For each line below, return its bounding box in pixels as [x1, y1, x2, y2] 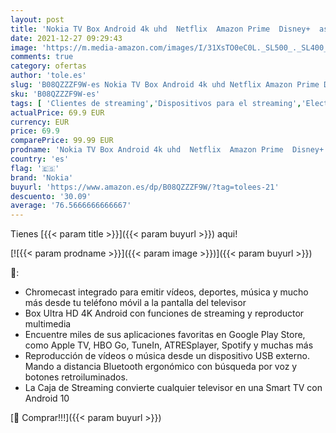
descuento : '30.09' [10, 191, 92, 201]
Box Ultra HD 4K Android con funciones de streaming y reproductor [24, 307, 305, 320]
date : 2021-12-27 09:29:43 [10, 33, 123, 43]
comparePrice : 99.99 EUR [10, 136, 114, 146]
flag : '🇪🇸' [10, 163, 60, 173]
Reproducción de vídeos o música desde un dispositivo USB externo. [24, 350, 310, 362]
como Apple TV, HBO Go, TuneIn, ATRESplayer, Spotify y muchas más [24, 339, 314, 351]
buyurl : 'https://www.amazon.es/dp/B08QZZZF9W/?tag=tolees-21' [10, 182, 280, 192]
